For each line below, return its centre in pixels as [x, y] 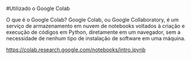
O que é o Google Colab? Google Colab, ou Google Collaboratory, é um [93, 20]
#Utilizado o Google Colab [38, 8]
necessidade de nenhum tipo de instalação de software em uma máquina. [96, 38]
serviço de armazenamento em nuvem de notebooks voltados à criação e [95, 26]
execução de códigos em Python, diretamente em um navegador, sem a [93, 32]
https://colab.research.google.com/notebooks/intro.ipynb [76, 50]
